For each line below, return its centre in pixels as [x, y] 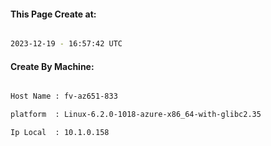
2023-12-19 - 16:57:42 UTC [66, 44]
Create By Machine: [52, 66]
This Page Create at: [53, 14]
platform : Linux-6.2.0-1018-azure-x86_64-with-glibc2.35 [136, 115]
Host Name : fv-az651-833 [64, 96]
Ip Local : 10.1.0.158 [60, 133]
